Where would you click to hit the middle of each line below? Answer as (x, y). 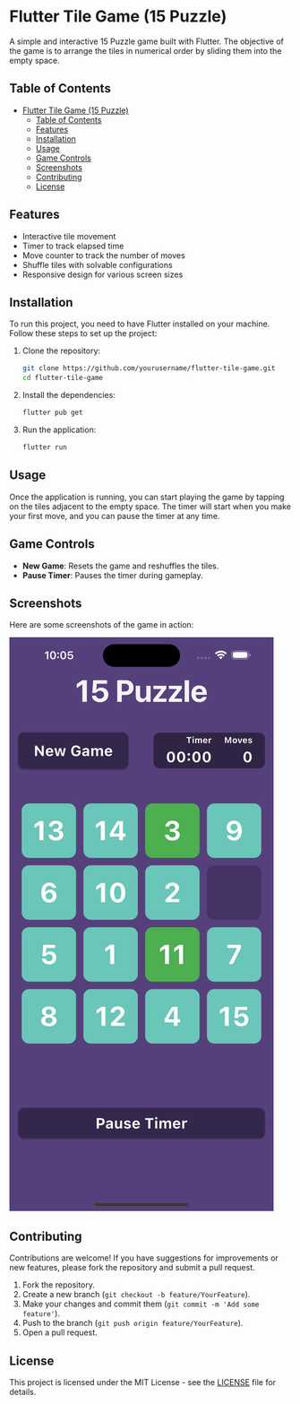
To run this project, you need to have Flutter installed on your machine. (140, 324)
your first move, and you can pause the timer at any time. (115, 516)
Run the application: (59, 429)
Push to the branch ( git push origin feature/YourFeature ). (133, 1323)
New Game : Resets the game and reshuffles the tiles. (120, 566)
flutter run (44, 447)
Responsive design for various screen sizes (103, 274)
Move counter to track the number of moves (103, 255)
